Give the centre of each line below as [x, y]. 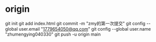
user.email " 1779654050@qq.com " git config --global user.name [85, 29]
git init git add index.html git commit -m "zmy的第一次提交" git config [75, 23]
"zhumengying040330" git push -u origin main [53, 34]
